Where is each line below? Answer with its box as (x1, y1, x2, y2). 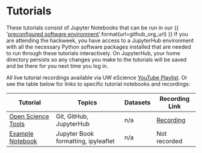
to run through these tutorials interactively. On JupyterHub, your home (6, 49, 180, 56)
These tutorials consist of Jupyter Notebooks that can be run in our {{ (6, 24, 179, 31)
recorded (156, 137, 183, 145)
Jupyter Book (56, 129, 94, 137)
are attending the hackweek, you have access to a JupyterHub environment (6, 37, 194, 44)
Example (9, 129, 34, 137)
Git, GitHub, (56, 112, 89, 121)
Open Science (9, 112, 49, 121)
